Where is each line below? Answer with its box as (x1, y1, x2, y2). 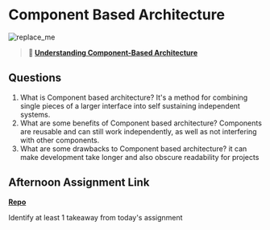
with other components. (19, 135, 100, 145)
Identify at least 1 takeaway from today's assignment (8, 212, 183, 222)
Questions (8, 71, 62, 85)
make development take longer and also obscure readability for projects (19, 152, 260, 162)
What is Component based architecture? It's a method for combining (19, 92, 248, 102)
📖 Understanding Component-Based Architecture (27, 47, 198, 57)
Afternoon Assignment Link (8, 175, 150, 190)
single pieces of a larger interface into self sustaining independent (19, 101, 240, 110)
